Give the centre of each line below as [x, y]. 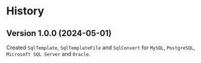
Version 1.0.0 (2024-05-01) [59, 33]
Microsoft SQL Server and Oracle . [48, 54]
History [25, 11]
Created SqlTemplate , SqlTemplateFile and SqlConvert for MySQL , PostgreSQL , [101, 47]
